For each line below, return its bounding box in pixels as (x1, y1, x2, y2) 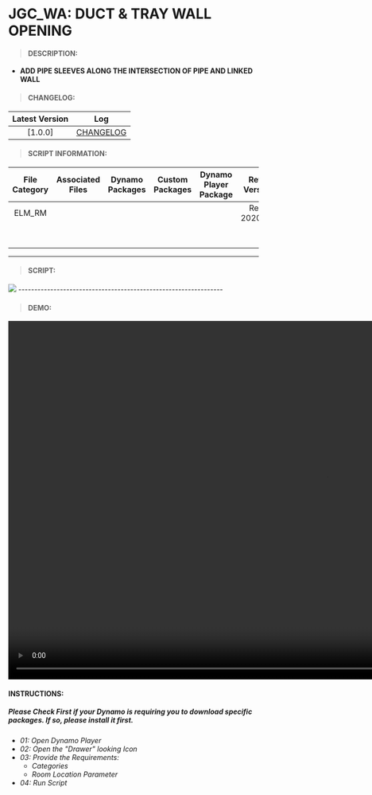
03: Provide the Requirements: (19, 752, 119, 762)
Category (12, 184, 49, 195)
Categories (31, 761, 69, 770)
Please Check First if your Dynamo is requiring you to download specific (8, 707, 253, 717)
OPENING (8, 22, 73, 40)
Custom (157, 174, 188, 185)
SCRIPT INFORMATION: (27, 149, 107, 159)
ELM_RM (14, 207, 48, 218)
